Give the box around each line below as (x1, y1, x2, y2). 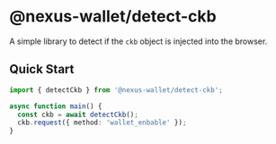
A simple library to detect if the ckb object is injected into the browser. (9, 36, 268, 47)
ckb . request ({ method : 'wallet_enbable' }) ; (17, 118, 187, 127)
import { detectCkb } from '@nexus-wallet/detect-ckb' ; (9, 85, 223, 95)
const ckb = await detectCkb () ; (17, 110, 139, 119)
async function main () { (9, 101, 102, 111)
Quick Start (9, 62, 75, 77)
